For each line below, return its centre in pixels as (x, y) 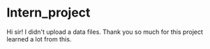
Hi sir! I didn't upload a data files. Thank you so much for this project (105, 32)
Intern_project (48, 13)
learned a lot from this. (39, 39)
